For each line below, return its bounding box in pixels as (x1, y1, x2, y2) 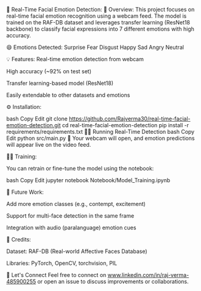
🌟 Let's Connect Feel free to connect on (6, 271, 107, 278)
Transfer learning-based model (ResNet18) (6, 79, 114, 87)
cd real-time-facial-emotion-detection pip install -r (62, 122, 189, 128)
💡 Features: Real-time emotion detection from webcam (6, 56, 144, 62)
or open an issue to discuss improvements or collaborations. (37, 278, 189, 285)
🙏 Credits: (6, 236, 32, 243)
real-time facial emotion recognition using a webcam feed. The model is (6, 12, 187, 20)
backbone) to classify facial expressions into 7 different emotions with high (6, 25, 195, 32)
